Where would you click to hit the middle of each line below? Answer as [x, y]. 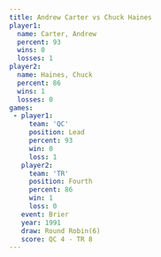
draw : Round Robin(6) [61, 231]
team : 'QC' [49, 125]
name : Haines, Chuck [55, 75]
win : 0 [41, 148]
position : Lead [57, 132]
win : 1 [41, 198]
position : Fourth [61, 182]
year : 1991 [41, 223]
